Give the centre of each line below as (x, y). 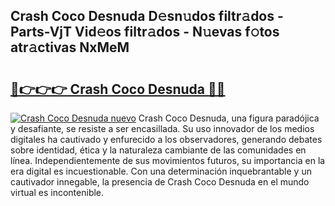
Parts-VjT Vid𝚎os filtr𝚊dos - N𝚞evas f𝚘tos (145, 32)
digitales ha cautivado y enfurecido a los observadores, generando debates (166, 139)
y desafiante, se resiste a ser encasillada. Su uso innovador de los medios (162, 128)
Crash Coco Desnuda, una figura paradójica (229, 118)
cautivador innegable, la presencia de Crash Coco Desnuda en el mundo (160, 182)
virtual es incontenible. (57, 192)
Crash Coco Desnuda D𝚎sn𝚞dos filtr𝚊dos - (147, 16)
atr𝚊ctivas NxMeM (70, 47)
